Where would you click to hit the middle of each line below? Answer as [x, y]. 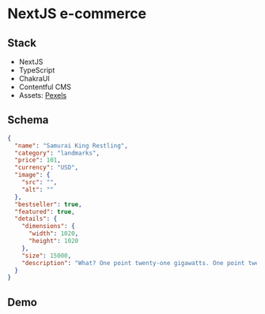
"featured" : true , [45, 211]
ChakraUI [34, 78]
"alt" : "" [38, 189]
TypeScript [37, 70]
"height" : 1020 [53, 241]
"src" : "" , [40, 182]
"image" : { [32, 175]
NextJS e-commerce [77, 14]
